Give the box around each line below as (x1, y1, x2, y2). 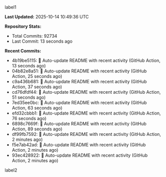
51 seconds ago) (11, 94, 46, 100)
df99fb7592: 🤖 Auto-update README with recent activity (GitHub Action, (11, 131, 161, 137)
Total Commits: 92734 (11, 33, 58, 39)
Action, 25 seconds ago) (11, 73, 63, 79)
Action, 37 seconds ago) (11, 84, 63, 90)
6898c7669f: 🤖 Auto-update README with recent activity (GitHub (11, 121, 147, 126)
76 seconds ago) (11, 116, 47, 121)
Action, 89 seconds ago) (11, 126, 63, 132)
